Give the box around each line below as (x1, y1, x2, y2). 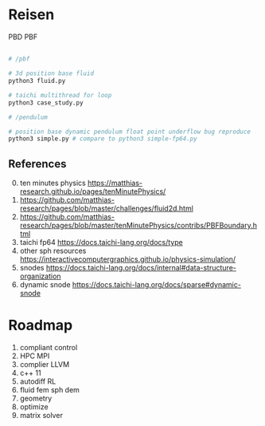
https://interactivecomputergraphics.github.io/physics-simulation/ (19, 254, 236, 264)
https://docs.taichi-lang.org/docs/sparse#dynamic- (72, 280, 241, 290)
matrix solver (19, 411, 64, 420)
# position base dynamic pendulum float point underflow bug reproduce (8, 128, 251, 136)
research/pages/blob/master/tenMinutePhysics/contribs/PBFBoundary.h (19, 221, 257, 231)
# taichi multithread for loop (8, 91, 112, 99)
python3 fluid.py (8, 77, 66, 85)
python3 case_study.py (8, 98, 84, 107)
